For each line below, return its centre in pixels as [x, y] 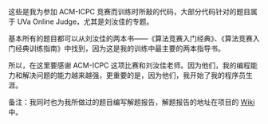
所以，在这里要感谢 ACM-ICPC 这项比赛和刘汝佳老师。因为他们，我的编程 [130, 65]
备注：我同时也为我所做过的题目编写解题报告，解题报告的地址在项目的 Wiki [132, 102]
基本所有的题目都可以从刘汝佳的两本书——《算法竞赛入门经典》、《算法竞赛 [130, 39]
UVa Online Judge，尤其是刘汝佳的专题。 [85, 21]
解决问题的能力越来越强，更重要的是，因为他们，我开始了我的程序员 [134, 75]
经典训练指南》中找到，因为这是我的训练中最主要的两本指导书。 [120, 48]
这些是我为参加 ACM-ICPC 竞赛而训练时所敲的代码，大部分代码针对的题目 [130, 12]
